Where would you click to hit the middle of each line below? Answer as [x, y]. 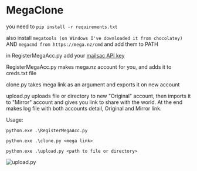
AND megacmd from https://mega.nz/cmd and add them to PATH [82, 44]
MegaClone [35, 10]
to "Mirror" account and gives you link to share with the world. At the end [94, 102]
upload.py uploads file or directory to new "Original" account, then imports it [98, 96]
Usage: [15, 120]
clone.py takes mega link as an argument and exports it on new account [93, 84]
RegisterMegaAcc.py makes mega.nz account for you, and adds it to [89, 67]
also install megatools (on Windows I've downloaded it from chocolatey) [94, 38]
